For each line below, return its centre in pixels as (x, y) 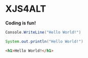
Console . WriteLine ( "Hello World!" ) (43, 32)
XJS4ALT (26, 9)
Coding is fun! (21, 23)
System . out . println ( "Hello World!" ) (44, 41)
